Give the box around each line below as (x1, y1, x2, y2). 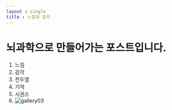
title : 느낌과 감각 (6, 14, 51, 20)
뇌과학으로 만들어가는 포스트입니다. (6, 41, 167, 54)
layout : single (6, 8, 46, 15)
